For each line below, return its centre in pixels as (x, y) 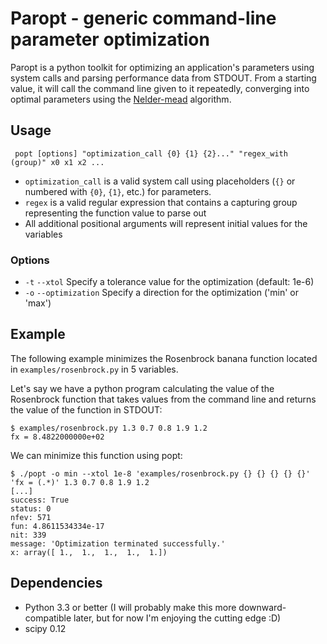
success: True (40, 500)
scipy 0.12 (45, 628)
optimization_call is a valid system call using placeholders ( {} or (160, 181)
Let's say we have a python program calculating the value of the (142, 388)
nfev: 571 (31, 517)
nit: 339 (28, 535)
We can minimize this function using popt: (96, 455)
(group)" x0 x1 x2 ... (57, 162)
